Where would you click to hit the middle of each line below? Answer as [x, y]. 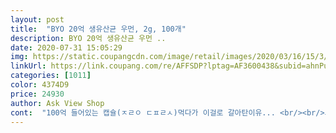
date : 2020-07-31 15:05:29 [66, 47]
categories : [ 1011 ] [51, 76]
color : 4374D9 [40, 85]
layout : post [37, 19]
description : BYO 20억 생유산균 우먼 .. [88, 38]
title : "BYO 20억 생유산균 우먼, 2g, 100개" [98, 29]
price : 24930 [37, 94]
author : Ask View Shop [57, 103]
